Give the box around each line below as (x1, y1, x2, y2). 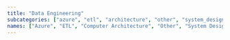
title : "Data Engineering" (7, 9, 84, 17)
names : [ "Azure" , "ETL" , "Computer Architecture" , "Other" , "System (7, 22, 207, 29)
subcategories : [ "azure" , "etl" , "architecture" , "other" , (7, 16, 179, 23)
